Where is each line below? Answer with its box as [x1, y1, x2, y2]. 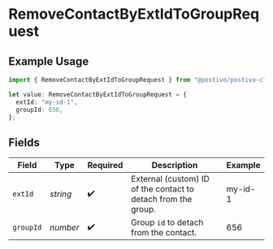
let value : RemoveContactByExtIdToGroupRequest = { [8, 90, 187, 98]
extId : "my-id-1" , [15, 98, 79, 106]
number [50, 222, 80, 234]
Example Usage [8, 54, 89, 68]
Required [87, 160, 123, 171]
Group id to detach [131, 217, 204, 228]
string [50, 188, 72, 200]
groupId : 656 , [15, 105, 63, 114]
